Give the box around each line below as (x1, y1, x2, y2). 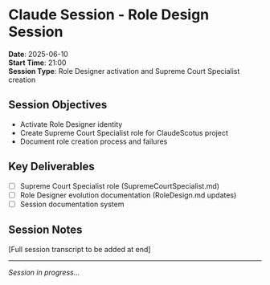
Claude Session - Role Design (8, 6, 210, 24)
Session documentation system (19, 199, 125, 209)
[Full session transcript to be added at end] (8, 244, 151, 254)
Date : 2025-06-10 (8, 49, 68, 59)
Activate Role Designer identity (19, 119, 123, 129)
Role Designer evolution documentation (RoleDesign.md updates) (19, 190, 237, 200)
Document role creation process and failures (19, 136, 168, 146)
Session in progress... (8, 267, 80, 277)
